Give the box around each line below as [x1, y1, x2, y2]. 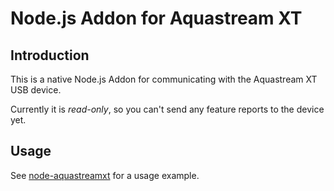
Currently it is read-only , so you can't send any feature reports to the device [10, 103, 325, 115]
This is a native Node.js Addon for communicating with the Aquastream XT [10, 73, 318, 85]
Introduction [10, 47, 90, 64]
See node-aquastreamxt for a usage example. [10, 169, 200, 181]
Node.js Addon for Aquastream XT [10, 7, 303, 30]
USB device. [10, 84, 62, 96]
